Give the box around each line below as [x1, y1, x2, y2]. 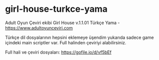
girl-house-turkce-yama [5, 3, 108, 15]
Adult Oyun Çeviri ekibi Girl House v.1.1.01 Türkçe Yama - [5, 20, 120, 26]
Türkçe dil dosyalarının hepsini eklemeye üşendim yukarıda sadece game [5, 34, 154, 40]
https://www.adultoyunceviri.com [5, 25, 73, 30]
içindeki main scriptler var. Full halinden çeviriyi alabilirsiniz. [5, 39, 127, 45]
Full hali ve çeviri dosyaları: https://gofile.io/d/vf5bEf [5, 49, 112, 55]
